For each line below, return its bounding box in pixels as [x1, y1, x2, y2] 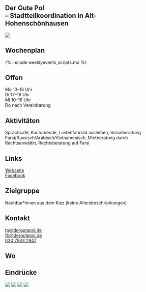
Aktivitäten [5, 117, 40, 125]
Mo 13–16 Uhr [5, 87, 33, 92]
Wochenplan [5, 46, 45, 55]
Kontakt [5, 214, 30, 223]
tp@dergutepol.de [5, 227, 42, 233]
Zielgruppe [5, 187, 40, 195]
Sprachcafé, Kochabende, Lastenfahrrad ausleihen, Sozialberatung [5, 130, 141, 136]
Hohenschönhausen [5, 19, 69, 28]
